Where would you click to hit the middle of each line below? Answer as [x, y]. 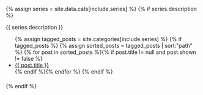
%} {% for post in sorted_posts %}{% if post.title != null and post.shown [105, 52]
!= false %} [29, 59]
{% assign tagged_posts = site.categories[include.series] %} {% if [98, 39]
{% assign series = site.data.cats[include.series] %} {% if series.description [101, 9]
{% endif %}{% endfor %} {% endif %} [64, 72]
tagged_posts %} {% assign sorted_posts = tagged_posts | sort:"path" [104, 46]
